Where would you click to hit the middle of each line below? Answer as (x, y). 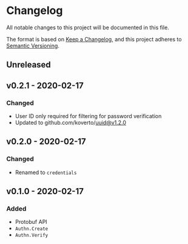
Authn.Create (32, 229)
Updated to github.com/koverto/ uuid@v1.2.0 (70, 123)
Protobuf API (31, 222)
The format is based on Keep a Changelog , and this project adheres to (94, 39)
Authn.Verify (32, 235)
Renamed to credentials (46, 172)
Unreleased (29, 65)
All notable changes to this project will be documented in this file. (88, 27)
